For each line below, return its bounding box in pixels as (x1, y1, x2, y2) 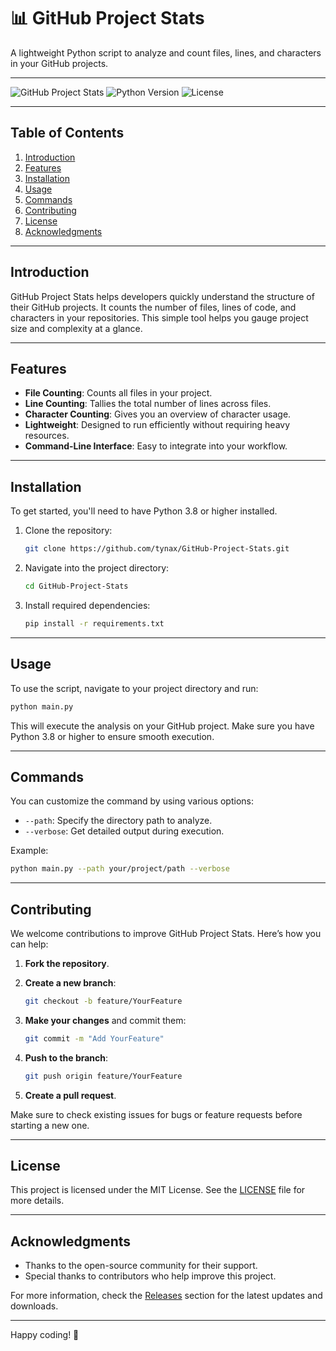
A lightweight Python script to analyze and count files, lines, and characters (10, 46, 322, 59)
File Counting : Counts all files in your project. (24, 387, 213, 399)
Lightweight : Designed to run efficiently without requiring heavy (24, 419, 291, 431)
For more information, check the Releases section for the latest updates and (10, 1290, 323, 1302)
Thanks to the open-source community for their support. (24, 1260, 258, 1272)
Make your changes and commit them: (24, 1014, 187, 1026)
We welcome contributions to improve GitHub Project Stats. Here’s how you (10, 928, 322, 939)
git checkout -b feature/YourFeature (24, 996, 183, 1006)
